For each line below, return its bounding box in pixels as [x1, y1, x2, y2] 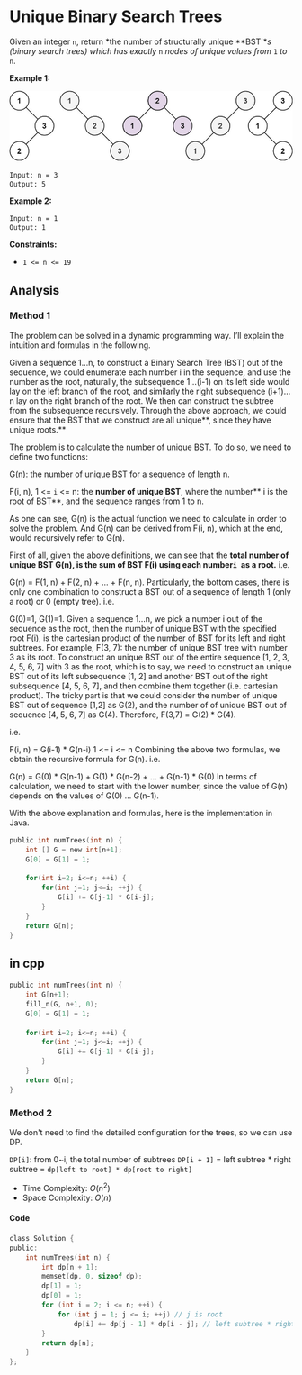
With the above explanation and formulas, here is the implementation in [9, 807, 273, 818]
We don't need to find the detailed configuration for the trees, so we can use [9, 1127, 293, 1138]
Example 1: [9, 72, 51, 83]
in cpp [9, 955, 45, 970]
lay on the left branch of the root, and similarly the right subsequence [9, 386, 266, 396]
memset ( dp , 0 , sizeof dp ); [41, 1272, 143, 1281]
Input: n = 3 [9, 171, 58, 180]
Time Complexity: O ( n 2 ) [22, 1181, 111, 1193]
